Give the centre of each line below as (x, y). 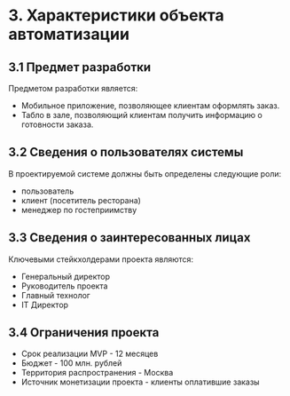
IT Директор (44, 305)
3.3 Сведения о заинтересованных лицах (129, 238)
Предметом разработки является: (73, 88)
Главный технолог (55, 295)
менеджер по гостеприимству (79, 210)
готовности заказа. (57, 124)
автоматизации (69, 34)
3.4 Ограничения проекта (84, 333)
